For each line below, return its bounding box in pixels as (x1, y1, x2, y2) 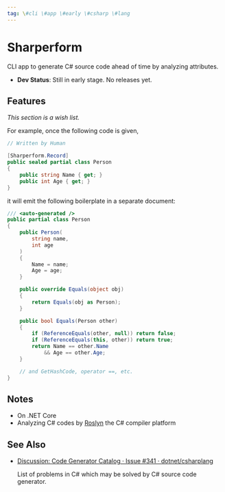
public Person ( (19, 229, 63, 236)
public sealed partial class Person (7, 159, 112, 166)
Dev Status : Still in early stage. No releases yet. (16, 75, 152, 84)
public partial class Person (7, 217, 91, 223)
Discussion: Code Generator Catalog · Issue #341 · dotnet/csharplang (16, 457, 214, 465)
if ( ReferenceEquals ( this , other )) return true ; (32, 336, 174, 343)
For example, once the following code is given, (7, 127, 139, 135)
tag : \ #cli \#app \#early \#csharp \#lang (7, 10, 130, 17)
